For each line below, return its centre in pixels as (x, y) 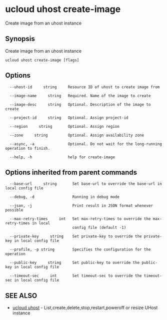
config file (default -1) (99, 228)
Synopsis (20, 39)
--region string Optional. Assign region (65, 126)
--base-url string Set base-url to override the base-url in (86, 184)
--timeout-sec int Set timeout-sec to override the (76, 276)
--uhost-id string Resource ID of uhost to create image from (85, 87)
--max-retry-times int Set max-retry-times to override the (80, 219)
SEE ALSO (21, 296)
